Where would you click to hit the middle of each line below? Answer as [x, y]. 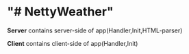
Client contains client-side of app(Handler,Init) [73, 43]
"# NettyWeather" [61, 12]
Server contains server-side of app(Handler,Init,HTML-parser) [95, 30]
